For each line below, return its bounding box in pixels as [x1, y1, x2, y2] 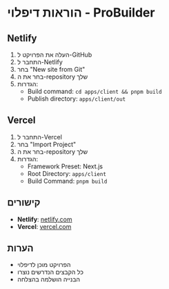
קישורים [7, 197, 41, 208]
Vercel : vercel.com [17, 222, 72, 230]
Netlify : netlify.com [17, 215, 72, 223]
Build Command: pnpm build [27, 177, 108, 185]
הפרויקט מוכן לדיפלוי [17, 261, 71, 269]
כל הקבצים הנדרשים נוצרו [17, 268, 84, 277]
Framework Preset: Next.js [27, 162, 103, 170]
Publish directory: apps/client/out [27, 94, 126, 103]
